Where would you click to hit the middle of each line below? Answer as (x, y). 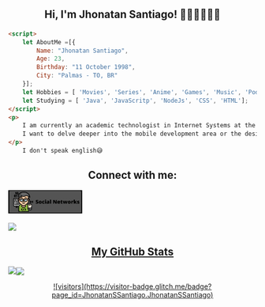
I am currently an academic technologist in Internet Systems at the (139, 126)
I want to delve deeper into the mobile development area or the (132, 134)
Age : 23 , (51, 59)
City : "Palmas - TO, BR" (77, 76)
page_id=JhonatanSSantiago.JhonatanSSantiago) (132, 295)
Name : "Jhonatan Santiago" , (82, 51)
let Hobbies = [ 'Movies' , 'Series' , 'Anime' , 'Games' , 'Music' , (132, 92)
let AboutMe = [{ (49, 42)
